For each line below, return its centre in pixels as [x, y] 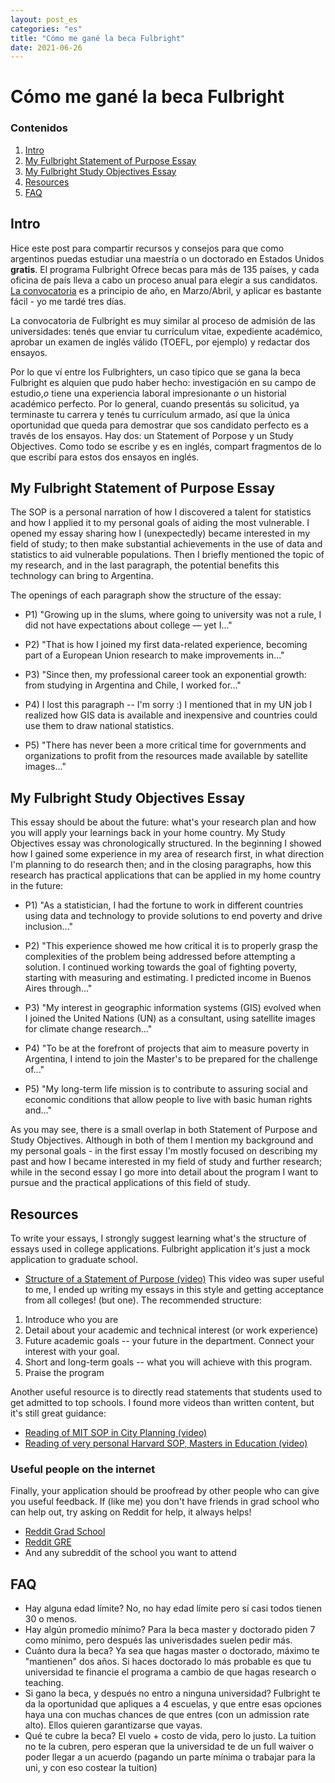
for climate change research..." [88, 1029]
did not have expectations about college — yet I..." [128, 625]
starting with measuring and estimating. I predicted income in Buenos [168, 978]
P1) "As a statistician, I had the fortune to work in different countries [164, 905]
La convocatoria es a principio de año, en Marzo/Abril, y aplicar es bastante [166, 290]
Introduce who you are [71, 1319]
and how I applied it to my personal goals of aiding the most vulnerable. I [160, 523]
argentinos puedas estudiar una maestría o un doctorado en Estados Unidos [167, 258]
